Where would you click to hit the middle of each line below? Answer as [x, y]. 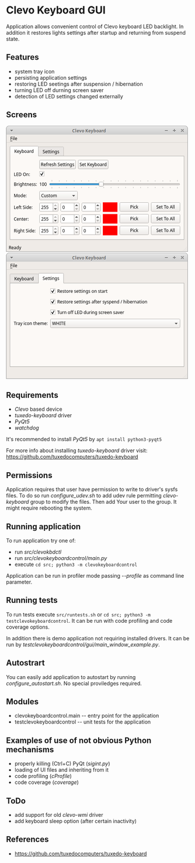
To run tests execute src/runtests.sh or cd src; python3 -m [78, 614]
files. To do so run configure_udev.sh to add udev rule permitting [84, 496]
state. [13, 39]
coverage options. [28, 627]
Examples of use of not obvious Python [79, 740]
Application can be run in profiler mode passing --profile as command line [95, 576]
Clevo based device [38, 409]
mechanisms [30, 750]
